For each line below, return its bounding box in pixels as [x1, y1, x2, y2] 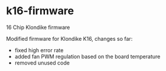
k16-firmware [6, 4, 74, 18]
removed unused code [14, 59, 70, 66]
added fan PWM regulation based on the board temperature [14, 53, 161, 60]
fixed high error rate [14, 46, 64, 54]
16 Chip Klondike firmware [6, 24, 70, 31]
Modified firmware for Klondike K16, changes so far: [6, 35, 133, 42]
